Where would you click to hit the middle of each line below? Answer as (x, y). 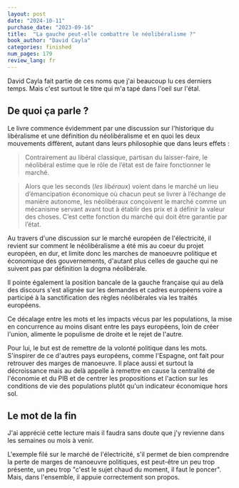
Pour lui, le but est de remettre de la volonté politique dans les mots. (107, 348)
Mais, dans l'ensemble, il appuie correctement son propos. (93, 477)
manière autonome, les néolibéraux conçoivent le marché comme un (126, 201)
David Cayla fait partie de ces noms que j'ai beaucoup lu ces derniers (110, 81)
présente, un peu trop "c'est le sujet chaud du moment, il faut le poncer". (115, 469)
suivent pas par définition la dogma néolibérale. (77, 268)
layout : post (27, 14)
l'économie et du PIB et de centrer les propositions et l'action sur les (108, 378)
